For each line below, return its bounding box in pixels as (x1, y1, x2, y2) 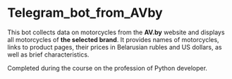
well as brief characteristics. (7, 50, 90, 59)
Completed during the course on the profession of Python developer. (7, 64, 208, 72)
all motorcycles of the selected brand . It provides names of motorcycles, (7, 35, 220, 43)
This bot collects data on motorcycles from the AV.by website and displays (7, 28, 225, 36)
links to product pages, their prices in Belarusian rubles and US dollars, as (7, 43, 222, 51)
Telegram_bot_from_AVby (7, 5, 164, 21)
